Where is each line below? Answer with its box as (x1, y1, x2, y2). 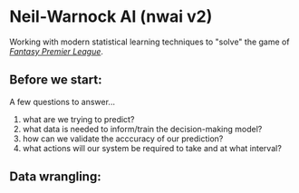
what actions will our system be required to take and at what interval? (22, 142, 283, 153)
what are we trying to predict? (22, 113, 135, 124)
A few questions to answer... (9, 96, 116, 107)
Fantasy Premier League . (9, 45, 104, 56)
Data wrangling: (9, 169, 101, 185)
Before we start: (9, 72, 102, 88)
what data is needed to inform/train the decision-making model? (22, 123, 263, 134)
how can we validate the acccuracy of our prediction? (22, 133, 224, 144)
